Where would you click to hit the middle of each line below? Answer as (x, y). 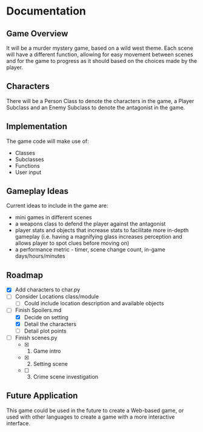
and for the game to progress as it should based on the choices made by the (102, 61)
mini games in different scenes (53, 218)
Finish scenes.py (36, 337)
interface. (18, 423)
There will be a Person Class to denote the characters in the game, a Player (100, 101)
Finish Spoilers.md (38, 310)
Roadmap (25, 275)
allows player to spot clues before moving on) (72, 243)
